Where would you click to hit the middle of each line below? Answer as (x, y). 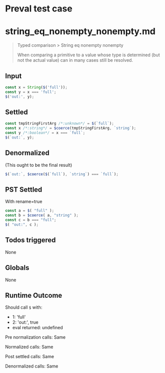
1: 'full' (19, 317)
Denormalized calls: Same (32, 366)
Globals (17, 268)
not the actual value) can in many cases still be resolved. (75, 60)
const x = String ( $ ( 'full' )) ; (36, 87)
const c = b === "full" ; (31, 220)
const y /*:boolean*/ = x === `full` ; (45, 133)
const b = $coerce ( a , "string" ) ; (42, 215)
